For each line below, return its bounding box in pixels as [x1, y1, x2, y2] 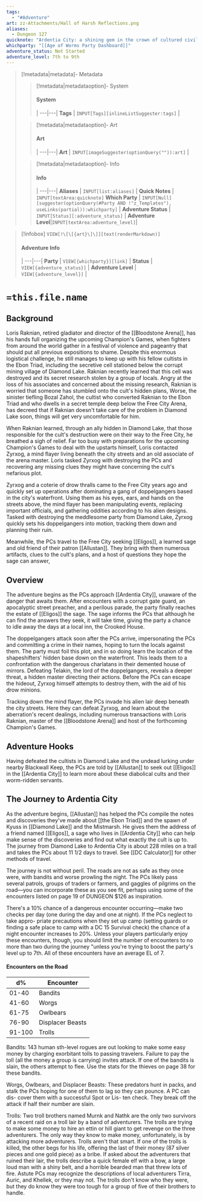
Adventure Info [21, 244, 60, 251]
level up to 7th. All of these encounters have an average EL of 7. [6, 949, 165, 957]
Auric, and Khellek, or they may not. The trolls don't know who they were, [6, 1176, 189, 1183]
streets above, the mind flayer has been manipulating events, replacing [6, 500, 183, 508]
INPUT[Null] [141, 195, 172, 201]
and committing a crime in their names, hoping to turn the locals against [6, 641, 185, 649]
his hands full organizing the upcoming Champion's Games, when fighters [6, 336, 191, 343]
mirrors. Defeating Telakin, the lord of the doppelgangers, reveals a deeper [6, 667, 193, 675]
